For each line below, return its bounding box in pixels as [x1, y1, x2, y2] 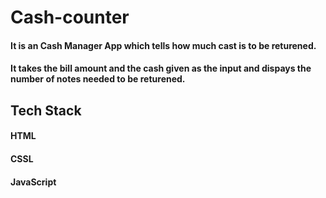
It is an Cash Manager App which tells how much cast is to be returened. [10, 39, 317, 51]
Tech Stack [10, 102, 82, 119]
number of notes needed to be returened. [10, 73, 186, 85]
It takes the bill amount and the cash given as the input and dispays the [10, 62, 312, 75]
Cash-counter [10, 6, 130, 29]
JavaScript [10, 176, 57, 188]
